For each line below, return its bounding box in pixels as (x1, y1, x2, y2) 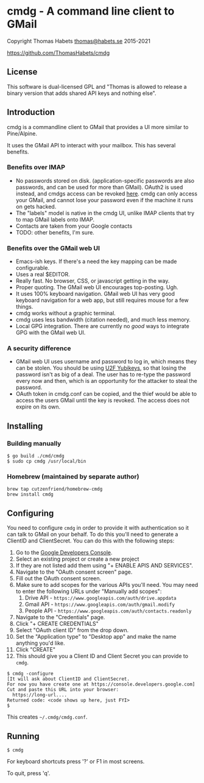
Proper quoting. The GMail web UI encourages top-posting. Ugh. (15, 284, 178, 291)
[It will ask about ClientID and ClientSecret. (7, 676, 130, 683)
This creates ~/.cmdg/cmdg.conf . (7, 714, 88, 721)
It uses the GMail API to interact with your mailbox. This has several (7, 141, 176, 149)
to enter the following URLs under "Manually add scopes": (15, 588, 162, 595)
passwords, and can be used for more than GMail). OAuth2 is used (15, 183, 183, 191)
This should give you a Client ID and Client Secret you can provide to (15, 653, 188, 660)
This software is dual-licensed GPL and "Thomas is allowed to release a (7, 83, 188, 90)
